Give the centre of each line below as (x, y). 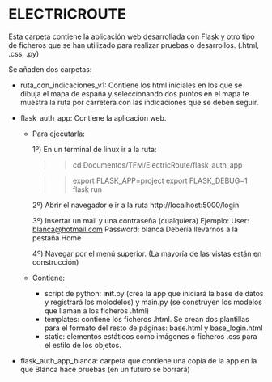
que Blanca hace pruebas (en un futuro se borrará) (105, 369)
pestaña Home (57, 238)
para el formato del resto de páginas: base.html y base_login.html (153, 328)
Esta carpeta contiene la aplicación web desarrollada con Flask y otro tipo (132, 36)
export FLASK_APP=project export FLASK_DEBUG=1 (160, 180)
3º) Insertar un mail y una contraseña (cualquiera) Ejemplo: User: (140, 220)
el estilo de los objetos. (83, 345)
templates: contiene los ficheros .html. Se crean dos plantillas (147, 319)
